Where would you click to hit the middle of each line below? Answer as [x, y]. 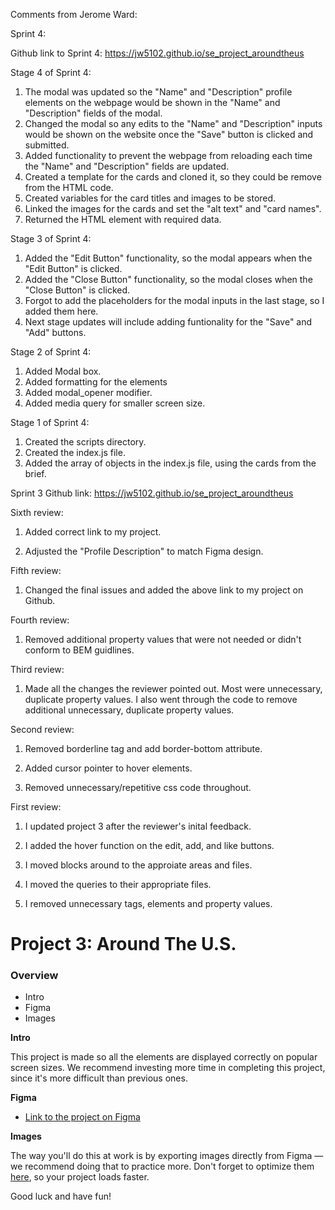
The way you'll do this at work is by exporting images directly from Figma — [167, 1156]
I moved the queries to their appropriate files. [118, 884]
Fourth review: [40, 620]
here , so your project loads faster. [80, 1177]
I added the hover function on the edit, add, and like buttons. [149, 845]
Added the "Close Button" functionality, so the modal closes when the [168, 279]
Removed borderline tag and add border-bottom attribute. [143, 748]
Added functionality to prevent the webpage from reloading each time [168, 155]
